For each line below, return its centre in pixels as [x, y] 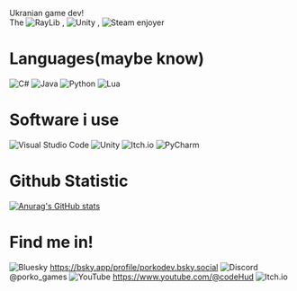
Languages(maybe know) [107, 59]
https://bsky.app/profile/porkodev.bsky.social [134, 267]
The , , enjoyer [87, 22]
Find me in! [52, 242]
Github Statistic [69, 181]
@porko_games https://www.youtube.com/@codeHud [132, 277]
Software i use [64, 120]
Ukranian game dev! [47, 13]
